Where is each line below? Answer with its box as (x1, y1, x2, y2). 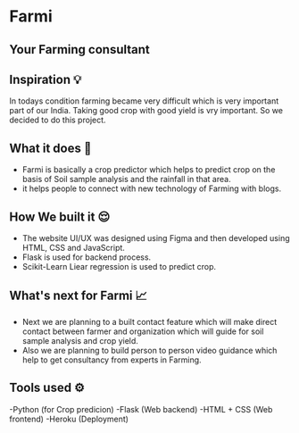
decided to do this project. (9, 114, 106, 126)
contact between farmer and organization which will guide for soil (21, 326, 264, 337)
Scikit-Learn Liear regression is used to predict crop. (21, 262, 217, 272)
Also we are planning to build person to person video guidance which (21, 345, 278, 355)
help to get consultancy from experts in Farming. (21, 354, 203, 365)
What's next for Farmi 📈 (9, 288, 147, 304)
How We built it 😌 (9, 209, 111, 224)
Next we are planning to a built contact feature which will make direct (21, 316, 278, 327)
